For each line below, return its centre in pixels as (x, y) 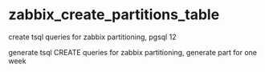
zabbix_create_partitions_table (114, 15)
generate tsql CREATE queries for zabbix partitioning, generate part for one (133, 52)
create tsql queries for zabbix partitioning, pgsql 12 (92, 37)
